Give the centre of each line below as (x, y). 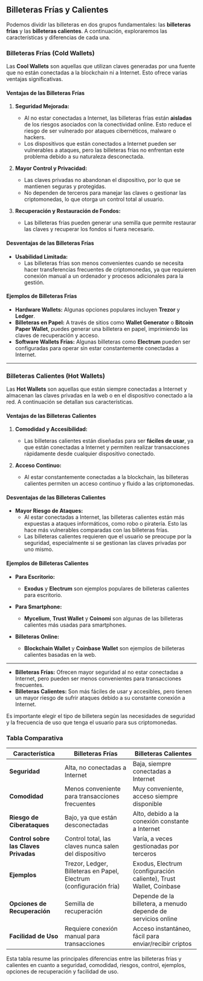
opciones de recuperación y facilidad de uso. (63, 971)
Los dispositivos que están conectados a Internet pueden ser (100, 144)
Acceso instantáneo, (162, 928)
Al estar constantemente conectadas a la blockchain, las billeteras (106, 477)
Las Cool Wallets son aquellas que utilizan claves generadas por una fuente (101, 67)
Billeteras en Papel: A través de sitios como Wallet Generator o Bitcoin (104, 322)
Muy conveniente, (158, 789)
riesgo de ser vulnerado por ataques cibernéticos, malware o (100, 131)
